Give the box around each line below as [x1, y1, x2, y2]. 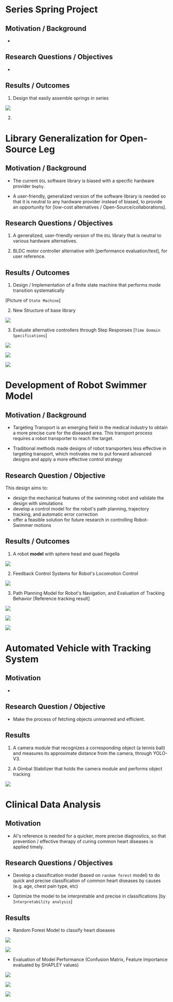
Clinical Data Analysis [5, 799, 101, 810]
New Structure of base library [12, 307, 76, 313]
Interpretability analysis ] [12, 899, 73, 905]
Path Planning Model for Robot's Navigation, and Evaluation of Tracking [12, 590, 165, 596]
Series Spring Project [5, 4, 98, 15]
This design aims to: [5, 485, 48, 491]
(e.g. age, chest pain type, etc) [12, 883, 78, 889]
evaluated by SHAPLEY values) [12, 962, 79, 968]
